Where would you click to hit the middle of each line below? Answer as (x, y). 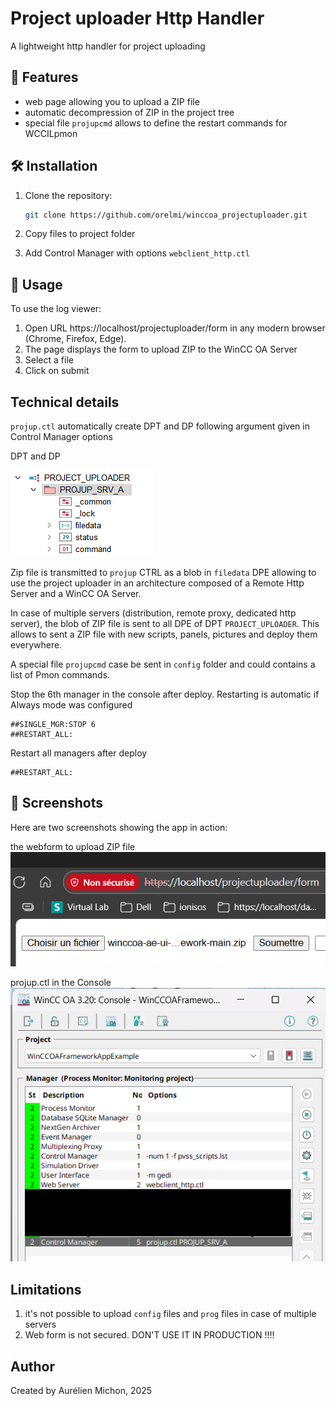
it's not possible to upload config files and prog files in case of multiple (170, 1314)
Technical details (65, 402)
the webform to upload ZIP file (73, 846)
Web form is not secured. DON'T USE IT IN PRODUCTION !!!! (149, 1335)
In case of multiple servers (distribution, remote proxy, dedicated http (153, 613)
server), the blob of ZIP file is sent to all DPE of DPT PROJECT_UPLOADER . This (165, 624)
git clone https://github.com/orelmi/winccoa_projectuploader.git (166, 215)
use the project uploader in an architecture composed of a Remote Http (157, 583)
